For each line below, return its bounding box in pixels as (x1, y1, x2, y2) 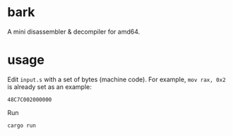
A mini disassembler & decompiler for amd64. (7, 27, 141, 36)
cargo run (7, 122, 37, 129)
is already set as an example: (7, 82, 92, 91)
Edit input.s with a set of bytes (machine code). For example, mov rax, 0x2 (7, 75, 226, 83)
